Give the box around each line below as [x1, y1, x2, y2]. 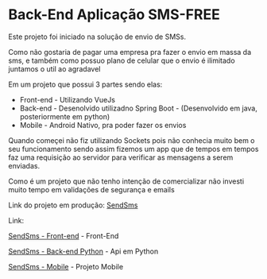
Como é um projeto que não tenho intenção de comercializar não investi [8, 176, 245, 186]
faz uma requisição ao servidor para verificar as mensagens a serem [8, 153, 234, 162]
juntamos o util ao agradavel [8, 64, 101, 73]
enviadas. [8, 161, 41, 170]
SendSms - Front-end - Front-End [8, 231, 119, 240]
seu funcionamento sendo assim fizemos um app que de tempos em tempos [8, 144, 259, 153]
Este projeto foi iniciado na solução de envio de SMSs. [8, 32, 187, 41]
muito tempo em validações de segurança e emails [8, 184, 175, 194]
